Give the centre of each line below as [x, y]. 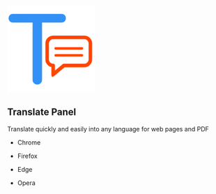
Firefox [28, 156]
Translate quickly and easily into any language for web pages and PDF [108, 129]
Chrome [29, 142]
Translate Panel [42, 112]
